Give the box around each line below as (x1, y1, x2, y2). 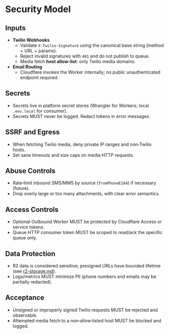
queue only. (12, 235, 37, 241)
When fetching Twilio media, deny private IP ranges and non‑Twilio (12, 141, 152, 147)
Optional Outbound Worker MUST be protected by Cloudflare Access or (12, 218, 162, 225)
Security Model (5, 4, 71, 15)
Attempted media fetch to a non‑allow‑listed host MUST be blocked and (12, 317, 161, 323)
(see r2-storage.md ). (12, 268, 57, 274)
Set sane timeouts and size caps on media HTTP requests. (12, 152, 135, 158)
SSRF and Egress (5, 128, 60, 137)
